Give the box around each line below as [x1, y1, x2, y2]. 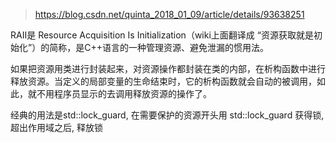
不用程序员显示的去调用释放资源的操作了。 [36, 88, 212, 99]
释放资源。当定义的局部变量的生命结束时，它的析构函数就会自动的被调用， [10, 75, 317, 87]
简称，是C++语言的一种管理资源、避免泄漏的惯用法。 [49, 42, 269, 53]
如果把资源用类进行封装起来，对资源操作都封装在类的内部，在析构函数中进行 [10, 63, 326, 74]
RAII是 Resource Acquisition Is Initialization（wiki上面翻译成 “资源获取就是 [10, 29, 314, 41]
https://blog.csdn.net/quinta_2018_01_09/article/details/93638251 [34, 9, 305, 20]
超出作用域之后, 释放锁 [10, 122, 103, 133]
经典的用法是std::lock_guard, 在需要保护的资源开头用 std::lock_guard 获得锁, [10, 109, 325, 121]
